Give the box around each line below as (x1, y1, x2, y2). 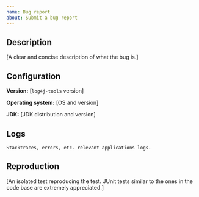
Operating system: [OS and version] (6, 99, 99, 107)
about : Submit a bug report (6, 15, 78, 21)
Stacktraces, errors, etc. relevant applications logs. (6, 145, 151, 151)
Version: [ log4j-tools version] (6, 87, 84, 95)
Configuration (6, 71, 61, 81)
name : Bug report (6, 9, 51, 15)
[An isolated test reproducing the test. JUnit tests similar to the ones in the (6, 177, 194, 185)
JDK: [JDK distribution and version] (6, 111, 96, 118)
